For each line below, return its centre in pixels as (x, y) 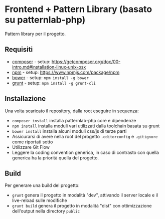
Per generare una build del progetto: (42, 185)
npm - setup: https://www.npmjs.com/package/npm (66, 72)
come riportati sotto (32, 142)
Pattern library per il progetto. (35, 34)
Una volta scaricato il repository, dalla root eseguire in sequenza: (72, 111)
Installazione (25, 99)
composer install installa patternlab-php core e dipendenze (74, 120)
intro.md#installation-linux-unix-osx (49, 67)
